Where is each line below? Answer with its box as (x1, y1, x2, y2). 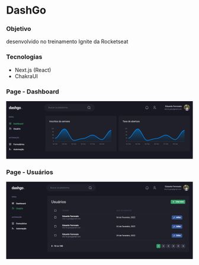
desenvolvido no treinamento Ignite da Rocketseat (6, 38, 129, 45)
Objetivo (6, 25, 31, 33)
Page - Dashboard (6, 87, 59, 95)
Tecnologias (6, 53, 43, 61)
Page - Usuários (6, 168, 53, 176)
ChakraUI (14, 72, 38, 80)
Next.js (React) (14, 66, 52, 73)
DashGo (6, 4, 46, 17)
